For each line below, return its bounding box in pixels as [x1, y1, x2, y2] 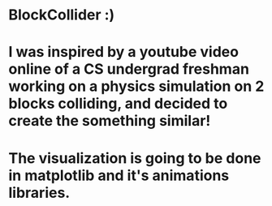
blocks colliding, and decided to [8, 95, 228, 113]
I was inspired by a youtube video [8, 43, 240, 62]
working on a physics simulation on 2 [8, 77, 265, 96]
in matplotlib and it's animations [8, 166, 230, 184]
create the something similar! [8, 112, 211, 131]
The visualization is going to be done [8, 148, 261, 167]
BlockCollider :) [8, 6, 115, 24]
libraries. [8, 183, 71, 202]
